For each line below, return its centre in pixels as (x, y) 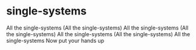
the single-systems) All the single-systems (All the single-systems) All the (98, 34)
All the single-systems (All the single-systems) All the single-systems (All (97, 28)
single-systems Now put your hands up (55, 40)
